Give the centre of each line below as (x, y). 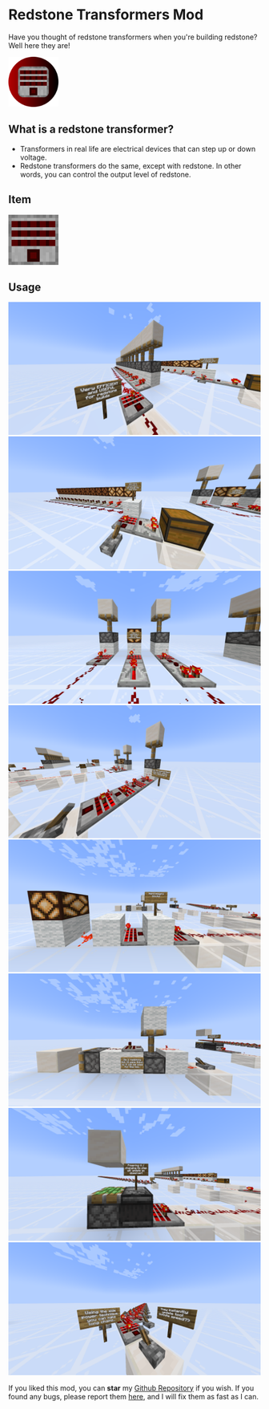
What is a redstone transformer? (91, 130)
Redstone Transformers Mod (106, 15)
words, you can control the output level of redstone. (105, 174)
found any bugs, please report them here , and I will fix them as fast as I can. (133, 1396)
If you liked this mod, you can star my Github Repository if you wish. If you (131, 1388)
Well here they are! (39, 45)
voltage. (33, 157)
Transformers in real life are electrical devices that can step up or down (138, 148)
